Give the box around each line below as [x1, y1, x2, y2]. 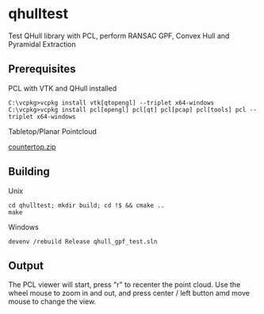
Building [8, 165, 50, 178]
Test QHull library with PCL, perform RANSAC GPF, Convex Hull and [8, 31, 230, 40]
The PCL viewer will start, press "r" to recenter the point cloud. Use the [8, 280, 241, 289]
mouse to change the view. [8, 297, 97, 306]
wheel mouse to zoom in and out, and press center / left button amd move [8, 289, 250, 298]
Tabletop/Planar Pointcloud [8, 126, 97, 136]
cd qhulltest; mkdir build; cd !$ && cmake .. [8, 201, 165, 209]
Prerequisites [8, 63, 76, 76]
